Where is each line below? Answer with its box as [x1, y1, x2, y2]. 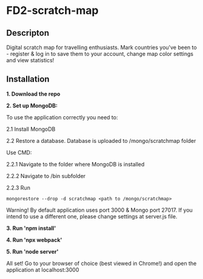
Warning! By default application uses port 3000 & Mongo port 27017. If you [6, 206, 193, 214]
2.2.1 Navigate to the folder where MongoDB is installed [6, 160, 145, 168]
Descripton [6, 28, 50, 38]
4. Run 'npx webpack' [6, 236, 62, 243]
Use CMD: [6, 149, 32, 156]
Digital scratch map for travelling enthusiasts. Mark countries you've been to [6, 44, 197, 51]
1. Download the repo [6, 90, 61, 97]
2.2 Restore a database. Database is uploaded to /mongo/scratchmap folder [6, 137, 196, 144]
